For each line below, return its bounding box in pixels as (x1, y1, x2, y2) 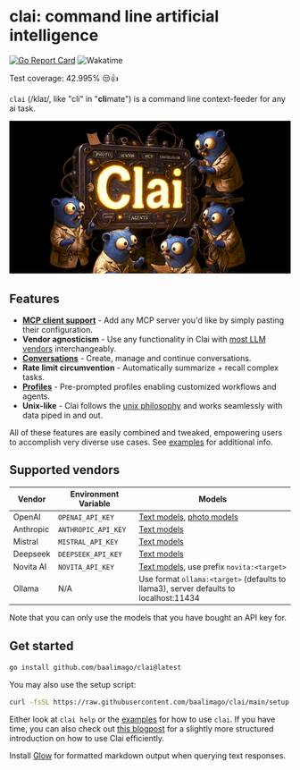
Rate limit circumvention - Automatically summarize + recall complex (21, 362, 279, 373)
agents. (21, 391, 51, 402)
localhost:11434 (137, 592, 200, 603)
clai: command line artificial (9, 6, 220, 27)
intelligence (9, 25, 99, 46)
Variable (79, 498, 111, 509)
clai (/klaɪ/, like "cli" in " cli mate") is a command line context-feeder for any (9, 93, 286, 104)
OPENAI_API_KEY (57, 512, 114, 522)
